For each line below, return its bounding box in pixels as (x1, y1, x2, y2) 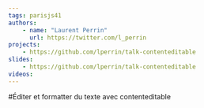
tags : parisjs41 (8, 11, 62, 20)
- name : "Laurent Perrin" (22, 26, 108, 34)
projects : (8, 41, 41, 49)
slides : (8, 56, 34, 64)
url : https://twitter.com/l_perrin (28, 33, 147, 42)
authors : (8, 19, 37, 27)
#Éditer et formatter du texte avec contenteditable (8, 91, 172, 101)
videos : (8, 70, 34, 78)
